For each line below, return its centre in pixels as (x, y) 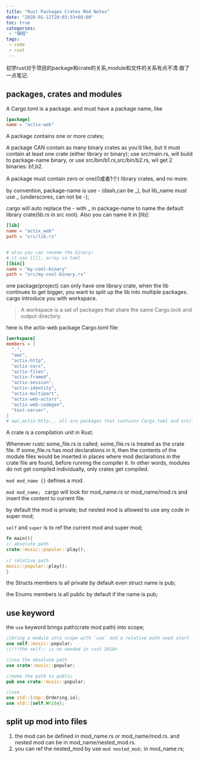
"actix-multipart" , (36, 394)
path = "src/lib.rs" (32, 237)
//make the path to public (39, 676)
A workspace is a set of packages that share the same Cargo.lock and (106, 310)
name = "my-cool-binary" (37, 269)
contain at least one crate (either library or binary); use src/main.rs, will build (99, 154)
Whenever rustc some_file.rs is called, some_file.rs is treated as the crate (95, 444)
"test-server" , (30, 410)
